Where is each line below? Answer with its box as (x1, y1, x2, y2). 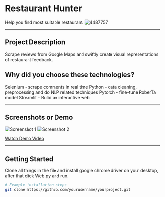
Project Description (5, 38, 66, 47)
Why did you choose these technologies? (5, 71, 135, 79)
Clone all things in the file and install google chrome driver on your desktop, (5, 168, 159, 174)
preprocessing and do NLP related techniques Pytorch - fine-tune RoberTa (5, 89, 156, 95)
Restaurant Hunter (5, 3, 82, 14)
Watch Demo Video (5, 136, 44, 142)
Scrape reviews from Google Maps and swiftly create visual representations (5, 51, 159, 57)
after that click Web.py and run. (5, 173, 69, 179)
